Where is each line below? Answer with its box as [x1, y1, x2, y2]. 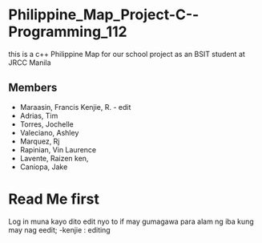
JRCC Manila [8, 58, 51, 67]
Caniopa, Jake [19, 162, 68, 172]
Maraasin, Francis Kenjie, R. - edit [19, 102, 131, 111]
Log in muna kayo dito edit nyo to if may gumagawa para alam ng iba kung [8, 217, 254, 226]
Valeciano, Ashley [19, 128, 79, 137]
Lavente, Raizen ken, [19, 153, 89, 163]
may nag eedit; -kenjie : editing [8, 225, 111, 234]
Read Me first [8, 190, 100, 208]
